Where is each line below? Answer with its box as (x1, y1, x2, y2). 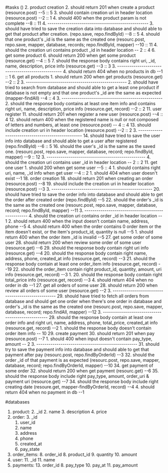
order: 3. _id (12, 414, 38, 420)
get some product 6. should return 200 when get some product (5, 52, 136, 58)
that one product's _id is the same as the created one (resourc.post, (5, 36, 145, 42)
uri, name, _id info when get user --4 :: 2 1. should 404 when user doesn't (5, 170, 158, 176)
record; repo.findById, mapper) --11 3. (5, 207, 84, 213)
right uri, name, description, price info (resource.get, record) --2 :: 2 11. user (5, 106, 162, 112)
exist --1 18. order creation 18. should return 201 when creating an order (5, 176, 153, 181)
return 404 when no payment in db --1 (5, 389, 85, 395)
